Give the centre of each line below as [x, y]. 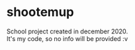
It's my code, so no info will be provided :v [67, 38]
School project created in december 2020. [67, 31]
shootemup [40, 12]
